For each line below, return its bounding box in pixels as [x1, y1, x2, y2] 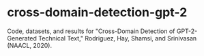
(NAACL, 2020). [7, 41, 53, 49]
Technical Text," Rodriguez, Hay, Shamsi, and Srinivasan [38, 34, 197, 42]
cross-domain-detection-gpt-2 [7, 5, 188, 20]
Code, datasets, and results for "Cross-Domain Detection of [7, 27, 175, 35]
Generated [7, 34, 38, 42]
